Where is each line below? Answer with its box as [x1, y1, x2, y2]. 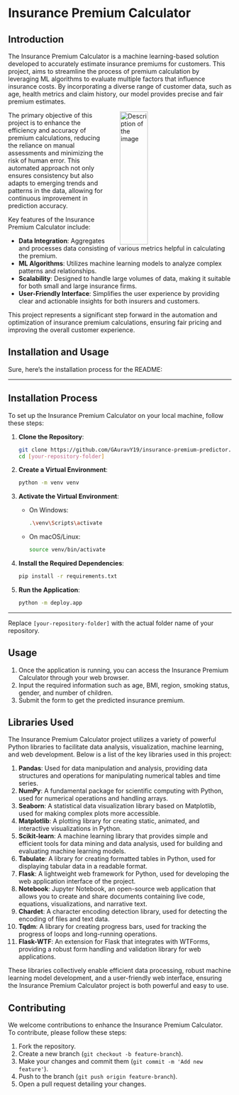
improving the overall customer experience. [8, 326, 135, 334]
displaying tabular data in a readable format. [18, 862, 148, 871]
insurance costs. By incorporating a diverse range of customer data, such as [8, 82, 232, 90]
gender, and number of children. [18, 688, 113, 697]
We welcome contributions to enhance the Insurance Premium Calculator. [8, 1020, 223, 1030]
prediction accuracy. [8, 202, 68, 210]
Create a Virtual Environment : [18, 466, 109, 474]
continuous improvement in [8, 194, 88, 202]
